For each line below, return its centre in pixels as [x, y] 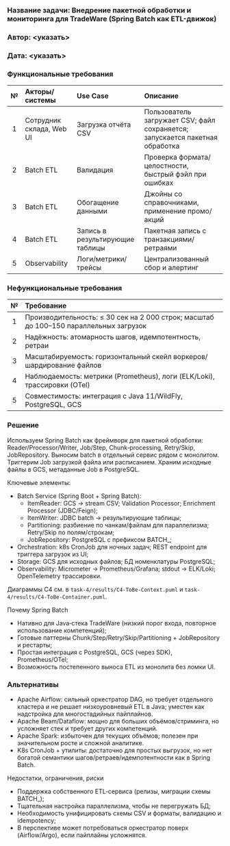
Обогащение [98, 203]
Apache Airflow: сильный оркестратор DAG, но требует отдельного [115, 699]
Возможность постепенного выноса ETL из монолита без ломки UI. [116, 667]
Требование [46, 306]
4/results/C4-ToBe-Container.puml [56, 597]
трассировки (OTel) [57, 385]
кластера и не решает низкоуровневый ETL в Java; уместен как [111, 706]
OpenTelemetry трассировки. [59, 576]
